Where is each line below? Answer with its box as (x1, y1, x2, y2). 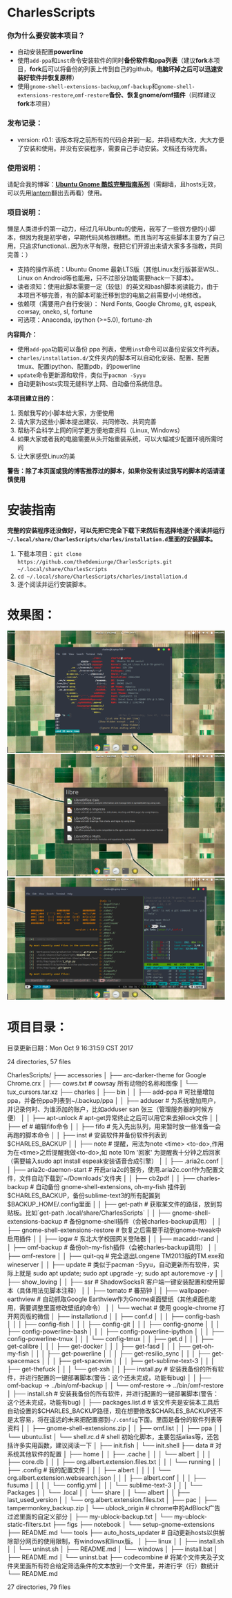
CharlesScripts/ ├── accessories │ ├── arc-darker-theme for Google (7, 1071, 206, 1079)
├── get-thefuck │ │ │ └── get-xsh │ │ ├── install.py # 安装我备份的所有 (7, 1365, 218, 1374)
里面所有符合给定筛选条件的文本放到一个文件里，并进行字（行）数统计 (19, 1562, 219, 1570)
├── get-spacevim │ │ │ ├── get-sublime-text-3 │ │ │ (57, 1357, 215, 1365)
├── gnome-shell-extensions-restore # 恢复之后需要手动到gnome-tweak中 (7, 1226, 222, 1234)
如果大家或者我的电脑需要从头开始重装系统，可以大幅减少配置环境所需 (17, 435, 217, 443)
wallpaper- (179, 1287, 211, 1295)
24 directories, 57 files (7, 1058, 71, 1066)
